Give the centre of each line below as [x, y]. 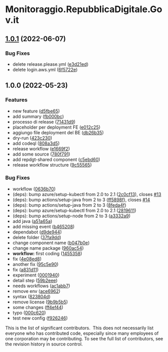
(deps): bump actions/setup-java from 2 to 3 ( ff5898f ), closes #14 [81, 200]
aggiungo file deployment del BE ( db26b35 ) [58, 132]
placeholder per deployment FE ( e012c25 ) [56, 127]
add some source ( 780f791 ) [41, 154]
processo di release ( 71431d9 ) [44, 122]
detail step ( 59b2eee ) [35, 280]
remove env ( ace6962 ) [36, 291]
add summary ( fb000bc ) [38, 116]
